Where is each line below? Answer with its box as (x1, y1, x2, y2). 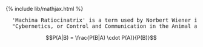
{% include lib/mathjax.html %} (5, 5, 84, 12)
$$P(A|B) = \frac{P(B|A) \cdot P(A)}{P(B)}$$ (45, 34, 157, 41)
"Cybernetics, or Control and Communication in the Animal (12, 23, 191, 30)
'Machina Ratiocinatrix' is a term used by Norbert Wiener (12, 17, 191, 23)
